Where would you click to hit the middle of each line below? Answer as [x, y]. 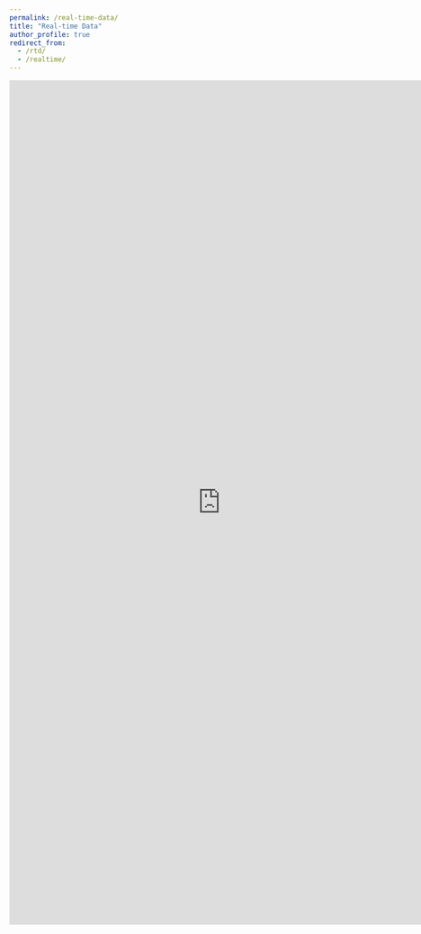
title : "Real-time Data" [56, 26]
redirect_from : [38, 43]
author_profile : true [50, 34]
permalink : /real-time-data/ [64, 18]
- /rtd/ [32, 51]
